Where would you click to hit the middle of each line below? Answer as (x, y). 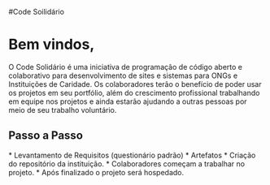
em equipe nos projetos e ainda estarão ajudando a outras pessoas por (128, 101)
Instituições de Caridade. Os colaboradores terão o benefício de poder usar (135, 84)
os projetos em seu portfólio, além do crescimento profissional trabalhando (134, 92)
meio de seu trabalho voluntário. (63, 110)
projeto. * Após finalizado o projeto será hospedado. (96, 172)
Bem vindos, (52, 45)
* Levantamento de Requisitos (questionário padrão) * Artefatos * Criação (132, 155)
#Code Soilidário (37, 12)
